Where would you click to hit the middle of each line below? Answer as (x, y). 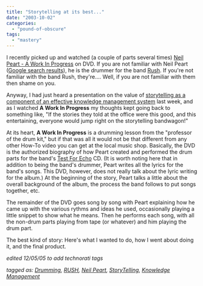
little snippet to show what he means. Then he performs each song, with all (100, 215)
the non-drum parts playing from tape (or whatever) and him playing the (96, 222)
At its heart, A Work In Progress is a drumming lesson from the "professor (99, 132)
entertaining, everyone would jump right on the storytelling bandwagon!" (97, 121)
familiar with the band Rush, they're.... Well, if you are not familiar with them (101, 77)
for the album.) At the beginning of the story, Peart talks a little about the (97, 178)
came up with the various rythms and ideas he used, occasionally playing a (100, 209)
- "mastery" (27, 40)
